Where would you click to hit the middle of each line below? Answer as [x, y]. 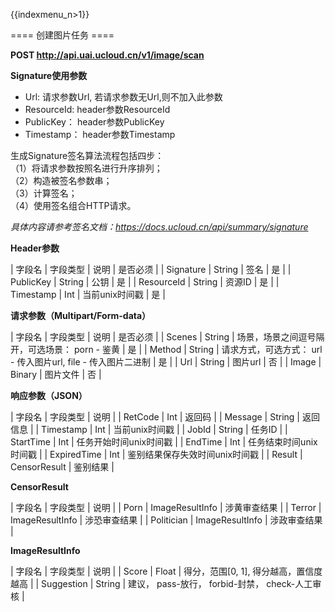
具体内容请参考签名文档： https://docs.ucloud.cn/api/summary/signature [159, 227]
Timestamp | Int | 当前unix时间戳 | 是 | [88, 294]
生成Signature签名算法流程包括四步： [87, 155]
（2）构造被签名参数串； [61, 180]
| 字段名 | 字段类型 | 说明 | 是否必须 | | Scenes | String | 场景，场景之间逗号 [163, 337]
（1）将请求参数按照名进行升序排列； [86, 168]
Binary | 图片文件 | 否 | [56, 374]
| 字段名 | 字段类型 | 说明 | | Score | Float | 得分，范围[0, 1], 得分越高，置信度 [166, 571]
